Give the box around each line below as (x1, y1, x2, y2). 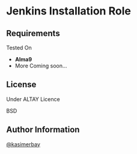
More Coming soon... (14, 62, 67, 69)
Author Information (6, 125, 80, 135)
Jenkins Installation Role (6, 4, 131, 18)
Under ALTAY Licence (6, 95, 60, 103)
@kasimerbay (6, 140, 40, 148)
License (6, 79, 37, 90)
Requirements (6, 28, 60, 38)
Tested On (6, 44, 32, 51)
